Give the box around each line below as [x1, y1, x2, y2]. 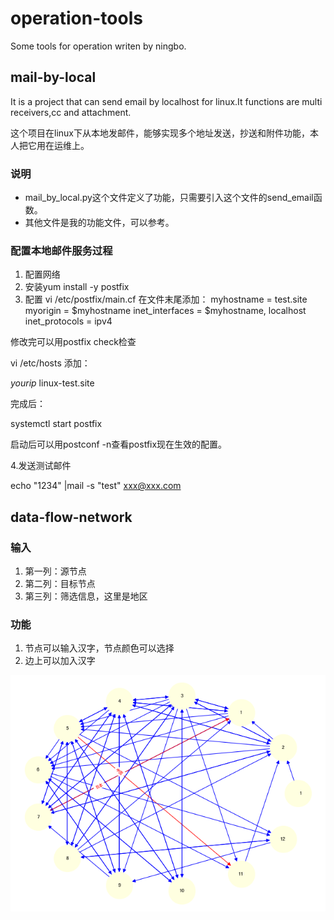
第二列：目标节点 [24, 578, 96, 590]
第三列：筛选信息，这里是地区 [24, 590, 148, 602]
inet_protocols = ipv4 [24, 315, 113, 327]
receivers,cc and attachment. [10, 106, 132, 118]
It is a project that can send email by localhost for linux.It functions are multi [10, 95, 323, 107]
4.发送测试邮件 [10, 460, 72, 472]
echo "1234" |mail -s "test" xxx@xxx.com [10, 480, 182, 492]
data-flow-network [10, 508, 133, 526]
